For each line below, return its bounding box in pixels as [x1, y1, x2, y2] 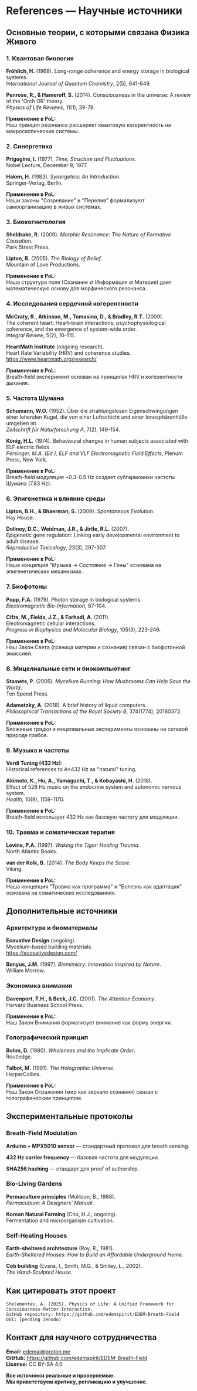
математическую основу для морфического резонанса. [6, 285, 147, 292]
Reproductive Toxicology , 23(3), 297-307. [6, 544, 107, 551]
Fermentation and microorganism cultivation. [6, 1217, 114, 1224]
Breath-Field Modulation [6, 1129, 77, 1137]
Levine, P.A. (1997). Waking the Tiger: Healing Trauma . [6, 842, 140, 849]
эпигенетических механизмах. [6, 568, 83, 575]
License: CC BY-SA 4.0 [6, 1361, 63, 1368]
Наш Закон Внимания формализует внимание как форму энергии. [6, 1019, 172, 1026]
